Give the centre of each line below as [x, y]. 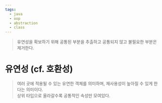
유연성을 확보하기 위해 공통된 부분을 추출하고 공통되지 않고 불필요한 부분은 [87, 42]
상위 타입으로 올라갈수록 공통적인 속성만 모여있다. [64, 96]
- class [17, 28]
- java [16, 14]
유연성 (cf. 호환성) [39, 69]
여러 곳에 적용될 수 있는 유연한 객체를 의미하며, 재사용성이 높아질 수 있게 [85, 84]
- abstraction [24, 23]
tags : [10, 9]
